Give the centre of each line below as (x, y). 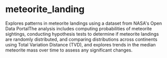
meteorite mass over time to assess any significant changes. (69, 50)
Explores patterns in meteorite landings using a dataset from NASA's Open (84, 23)
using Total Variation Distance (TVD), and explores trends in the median (80, 44)
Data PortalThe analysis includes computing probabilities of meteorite (79, 28)
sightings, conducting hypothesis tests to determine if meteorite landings (82, 34)
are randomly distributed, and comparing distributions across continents (81, 39)
